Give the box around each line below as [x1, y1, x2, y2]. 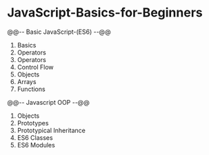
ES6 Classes [17, 133, 53, 142]
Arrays [17, 77, 37, 85]
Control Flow [17, 63, 54, 71]
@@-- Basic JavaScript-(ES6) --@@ [7, 28, 112, 36]
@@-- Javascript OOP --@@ [7, 98, 90, 106]
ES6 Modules [17, 141, 55, 149]
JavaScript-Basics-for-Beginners [7, 5, 203, 21]
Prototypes [17, 118, 49, 127]
